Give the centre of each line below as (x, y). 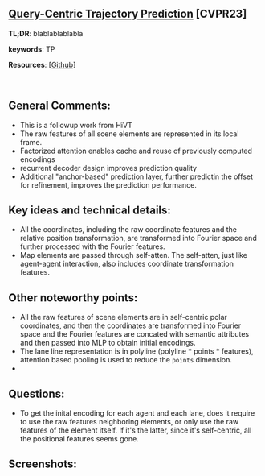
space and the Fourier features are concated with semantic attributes (135, 334)
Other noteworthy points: (73, 298)
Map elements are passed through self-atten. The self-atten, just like (133, 255)
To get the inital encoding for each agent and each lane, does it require (137, 413)
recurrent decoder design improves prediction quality (108, 168)
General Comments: (59, 106)
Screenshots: (43, 464)
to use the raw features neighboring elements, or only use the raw (129, 422)
